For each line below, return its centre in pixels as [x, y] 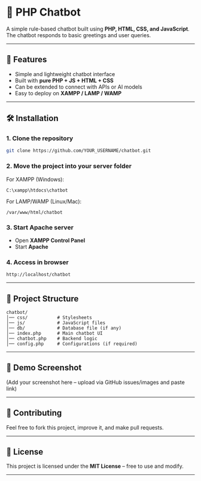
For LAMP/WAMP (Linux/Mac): [44, 201]
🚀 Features [27, 60]
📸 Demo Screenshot [44, 368]
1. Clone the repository [40, 138]
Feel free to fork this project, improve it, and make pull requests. [85, 427]
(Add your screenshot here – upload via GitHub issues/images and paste [96, 382]
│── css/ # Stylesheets [49, 318]
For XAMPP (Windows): [35, 179]
